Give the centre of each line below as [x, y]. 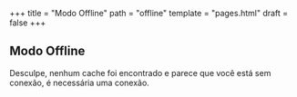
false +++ [28, 23]
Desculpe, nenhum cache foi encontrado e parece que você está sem [140, 73]
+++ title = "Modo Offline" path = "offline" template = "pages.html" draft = [149, 13]
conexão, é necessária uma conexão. [80, 82]
